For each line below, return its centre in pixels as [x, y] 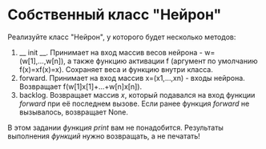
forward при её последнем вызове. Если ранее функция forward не [134, 103]
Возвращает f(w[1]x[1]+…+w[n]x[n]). [80, 87]
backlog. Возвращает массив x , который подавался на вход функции [137, 95]
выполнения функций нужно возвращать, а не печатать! [104, 136]
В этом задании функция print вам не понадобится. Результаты [115, 127]
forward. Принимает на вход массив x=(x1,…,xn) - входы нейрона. [132, 78]
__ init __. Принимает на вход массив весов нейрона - [111, 52]
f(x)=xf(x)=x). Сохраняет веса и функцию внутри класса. [116, 69]
